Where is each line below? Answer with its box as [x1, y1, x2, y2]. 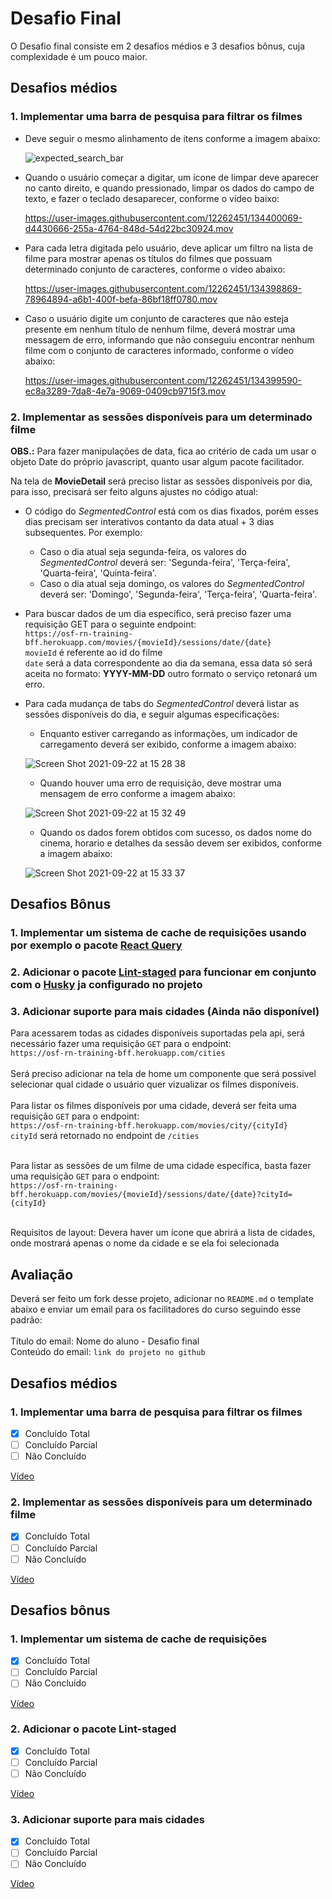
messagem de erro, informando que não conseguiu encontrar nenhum [24, 333, 315, 346]
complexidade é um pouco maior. [10, 50, 148, 62]
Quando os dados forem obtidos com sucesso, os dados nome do [39, 826, 312, 838]
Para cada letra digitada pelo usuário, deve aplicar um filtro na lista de [24, 242, 314, 254]
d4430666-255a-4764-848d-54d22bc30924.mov [24, 222, 234, 234]
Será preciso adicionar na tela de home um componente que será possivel [10, 1068, 317, 1080]
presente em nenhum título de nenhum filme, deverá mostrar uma [24, 323, 296, 335]
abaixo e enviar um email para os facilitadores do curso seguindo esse [10, 1303, 302, 1316]
